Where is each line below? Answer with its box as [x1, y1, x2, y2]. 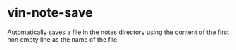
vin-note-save [7, 5, 93, 21]
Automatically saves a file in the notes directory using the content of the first [7, 28, 230, 36]
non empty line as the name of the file [7, 35, 118, 43]
